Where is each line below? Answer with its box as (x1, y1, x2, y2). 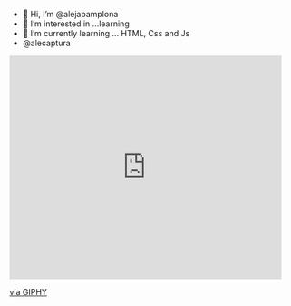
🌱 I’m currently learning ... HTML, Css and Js (22, 28, 190, 38)
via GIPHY (9, 287, 48, 297)
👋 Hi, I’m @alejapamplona (22, 9, 119, 19)
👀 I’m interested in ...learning (22, 18, 130, 29)
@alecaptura (22, 37, 71, 48)
